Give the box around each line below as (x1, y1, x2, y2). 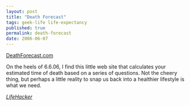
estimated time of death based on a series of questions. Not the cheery (6, 70, 178, 76)
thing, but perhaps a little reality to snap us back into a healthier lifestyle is (6, 76, 185, 83)
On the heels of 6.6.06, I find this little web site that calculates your (6, 63, 166, 70)
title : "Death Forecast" (6, 14, 66, 20)
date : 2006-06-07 (6, 36, 48, 42)
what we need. (6, 82, 42, 88)
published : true (6, 25, 45, 31)
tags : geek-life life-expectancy (6, 19, 87, 25)
